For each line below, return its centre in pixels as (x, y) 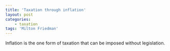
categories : (18, 19)
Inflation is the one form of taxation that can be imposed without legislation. (85, 43)
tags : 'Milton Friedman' (32, 29)
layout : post (19, 15)
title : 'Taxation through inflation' (46, 10)
